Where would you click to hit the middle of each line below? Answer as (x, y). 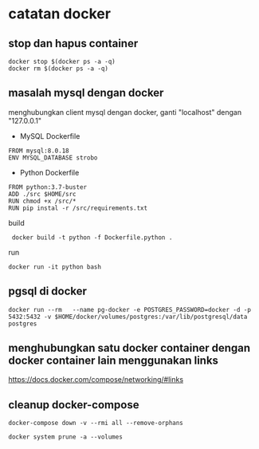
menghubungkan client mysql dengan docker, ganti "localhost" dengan (125, 112)
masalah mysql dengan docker (86, 93)
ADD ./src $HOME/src (43, 194)
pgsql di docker (48, 291)
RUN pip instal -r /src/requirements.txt (78, 208)
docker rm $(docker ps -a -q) (59, 69)
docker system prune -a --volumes (66, 437)
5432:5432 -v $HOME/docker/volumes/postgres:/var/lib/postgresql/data (128, 317)
